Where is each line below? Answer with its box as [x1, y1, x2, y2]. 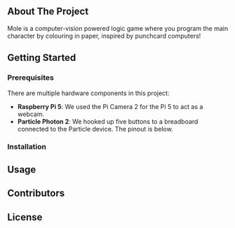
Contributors [7, 187, 65, 199]
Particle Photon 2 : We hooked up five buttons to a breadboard [17, 117, 199, 125]
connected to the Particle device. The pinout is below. [17, 124, 173, 133]
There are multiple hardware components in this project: [7, 89, 170, 97]
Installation [7, 142, 47, 152]
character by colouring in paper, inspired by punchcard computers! [7, 31, 201, 40]
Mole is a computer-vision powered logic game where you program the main [7, 24, 229, 32]
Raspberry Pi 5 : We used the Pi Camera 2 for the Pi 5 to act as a [17, 102, 203, 111]
